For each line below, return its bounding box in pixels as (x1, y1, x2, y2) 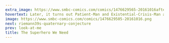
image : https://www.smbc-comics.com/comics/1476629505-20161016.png (5, 16, 152, 21)
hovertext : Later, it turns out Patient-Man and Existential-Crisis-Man (5, 12, 161, 17)
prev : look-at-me (5, 26, 42, 31)
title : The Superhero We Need (5, 30, 69, 35)
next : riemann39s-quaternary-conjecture (5, 21, 92, 26)
